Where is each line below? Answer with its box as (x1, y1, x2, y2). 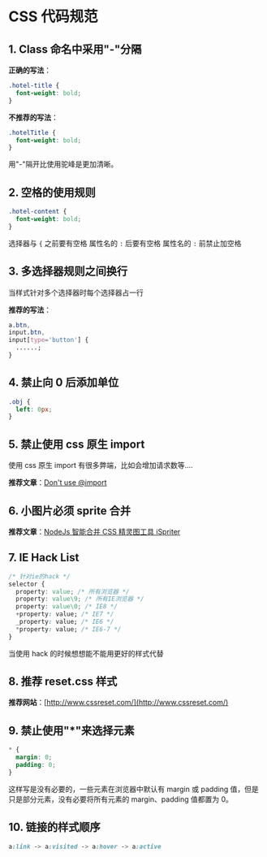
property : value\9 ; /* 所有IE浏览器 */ (15, 595, 144, 604)
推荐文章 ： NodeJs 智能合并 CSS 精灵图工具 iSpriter (8, 526, 181, 536)
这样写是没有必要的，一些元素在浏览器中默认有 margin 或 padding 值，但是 (8, 784, 260, 794)
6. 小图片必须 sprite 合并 (8, 504, 131, 517)
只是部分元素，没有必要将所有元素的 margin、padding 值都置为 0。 (8, 794, 234, 804)
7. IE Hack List (8, 551, 80, 565)
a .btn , (8, 321, 31, 329)
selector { (8, 580, 45, 588)
